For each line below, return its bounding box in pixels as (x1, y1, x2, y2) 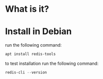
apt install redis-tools (5, 52, 56, 57)
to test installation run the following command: (5, 60, 99, 66)
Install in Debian (5, 26, 72, 37)
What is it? (5, 3, 50, 15)
